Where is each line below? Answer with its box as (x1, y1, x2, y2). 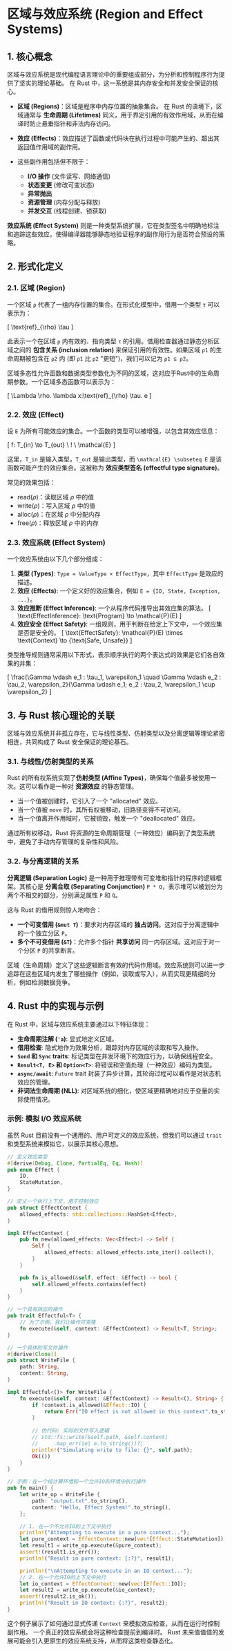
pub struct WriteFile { (7, 1357, 76, 1364)
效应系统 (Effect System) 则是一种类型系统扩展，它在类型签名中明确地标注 (7, 222, 220, 229)
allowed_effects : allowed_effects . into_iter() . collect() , (43, 1249, 215, 1256)
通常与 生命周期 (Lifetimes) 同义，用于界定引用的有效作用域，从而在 (23, 111, 217, 119)
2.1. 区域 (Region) (7, 283, 66, 293)
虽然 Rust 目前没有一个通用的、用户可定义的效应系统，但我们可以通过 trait (7, 1131, 222, 1139)
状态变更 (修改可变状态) (27, 181, 95, 189)
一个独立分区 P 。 (23, 928, 71, 937)
